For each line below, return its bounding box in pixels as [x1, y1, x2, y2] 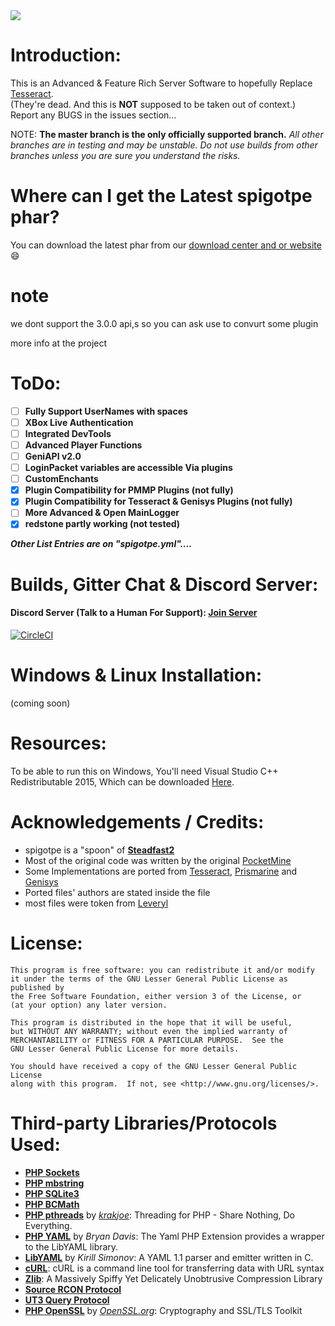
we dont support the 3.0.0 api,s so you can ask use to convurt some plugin [10, 317, 319, 329]
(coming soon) [10, 697, 71, 709]
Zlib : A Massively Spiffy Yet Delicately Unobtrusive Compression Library [24, 1272, 323, 1284]
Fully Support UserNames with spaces [24, 405, 188, 417]
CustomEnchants [24, 473, 99, 485]
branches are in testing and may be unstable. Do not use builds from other [10, 139, 318, 151]
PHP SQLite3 [24, 1187, 80, 1199]
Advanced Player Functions [24, 439, 143, 451]
